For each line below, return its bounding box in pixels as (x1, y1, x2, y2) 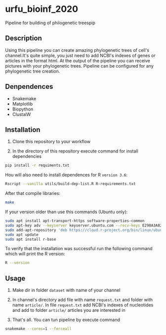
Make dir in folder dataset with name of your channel (12, 287, 121, 293)
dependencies (12, 153, 42, 159)
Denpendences (5, 82, 53, 91)
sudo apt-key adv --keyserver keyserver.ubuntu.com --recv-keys (5, 223, 140, 228)
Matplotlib (12, 101, 33, 107)
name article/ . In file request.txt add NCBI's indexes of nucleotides (12, 302, 154, 308)
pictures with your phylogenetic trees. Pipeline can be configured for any (5, 63, 154, 69)
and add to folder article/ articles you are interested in (12, 307, 125, 313)
